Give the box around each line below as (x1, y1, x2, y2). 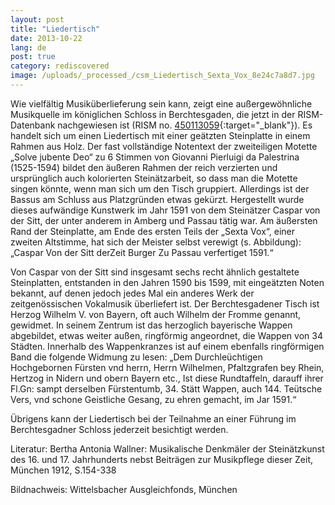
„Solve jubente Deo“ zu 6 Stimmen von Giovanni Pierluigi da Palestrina (10, 151, 300, 163)
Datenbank (10, 119, 56, 131)
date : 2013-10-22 (10, 33, 83, 43)
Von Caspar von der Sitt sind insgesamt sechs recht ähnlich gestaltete (10, 266, 300, 278)
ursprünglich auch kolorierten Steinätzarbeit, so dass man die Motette (10, 172, 298, 184)
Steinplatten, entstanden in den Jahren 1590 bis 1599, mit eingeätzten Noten (10, 276, 325, 288)
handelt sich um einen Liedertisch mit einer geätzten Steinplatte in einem (10, 129, 311, 141)
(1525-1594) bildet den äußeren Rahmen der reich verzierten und (10, 161, 278, 173)
